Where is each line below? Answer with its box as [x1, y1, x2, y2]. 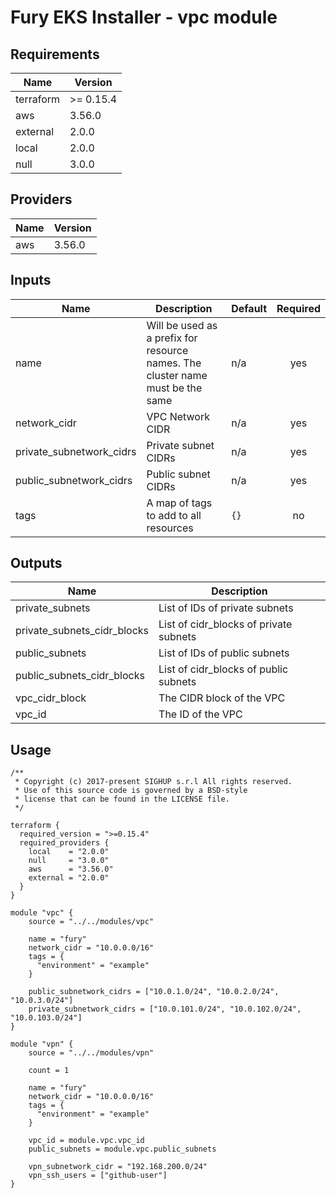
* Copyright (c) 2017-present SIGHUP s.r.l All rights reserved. [14, 777, 293, 787]
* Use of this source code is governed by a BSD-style [14, 786, 248, 796]
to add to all [146, 508, 202, 522]
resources [146, 521, 194, 535]
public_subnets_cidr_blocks [15, 669, 145, 683]
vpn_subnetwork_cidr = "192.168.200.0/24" [28, 1162, 208, 1172]
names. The [146, 356, 202, 370]
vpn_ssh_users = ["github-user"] [28, 1171, 168, 1181]
